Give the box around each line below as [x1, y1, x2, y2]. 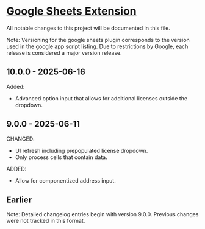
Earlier [6, 194, 32, 205]
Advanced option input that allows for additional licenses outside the [15, 94, 188, 102]
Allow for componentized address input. [15, 177, 116, 184]
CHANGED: [6, 135, 35, 143]
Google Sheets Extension [6, 4, 137, 18]
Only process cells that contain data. [15, 153, 108, 161]
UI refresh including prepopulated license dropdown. [15, 147, 148, 154]
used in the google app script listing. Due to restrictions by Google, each [6, 43, 189, 50]
